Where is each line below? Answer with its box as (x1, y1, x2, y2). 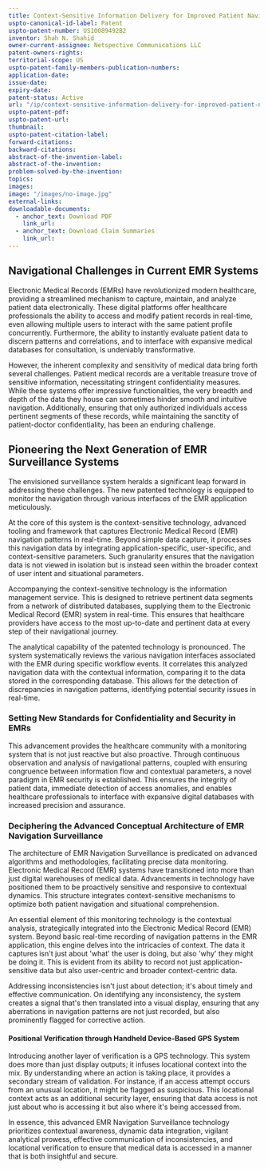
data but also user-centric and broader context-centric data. (39, 966, 238, 976)
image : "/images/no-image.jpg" (8, 189, 112, 198)
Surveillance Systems (8, 455, 120, 469)
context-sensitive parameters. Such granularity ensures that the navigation (8, 551, 254, 561)
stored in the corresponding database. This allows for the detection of (8, 676, 238, 686)
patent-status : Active (8, 93, 84, 101)
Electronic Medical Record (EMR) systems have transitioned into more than (8, 865, 254, 875)
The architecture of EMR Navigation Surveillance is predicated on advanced (8, 849, 258, 858)
